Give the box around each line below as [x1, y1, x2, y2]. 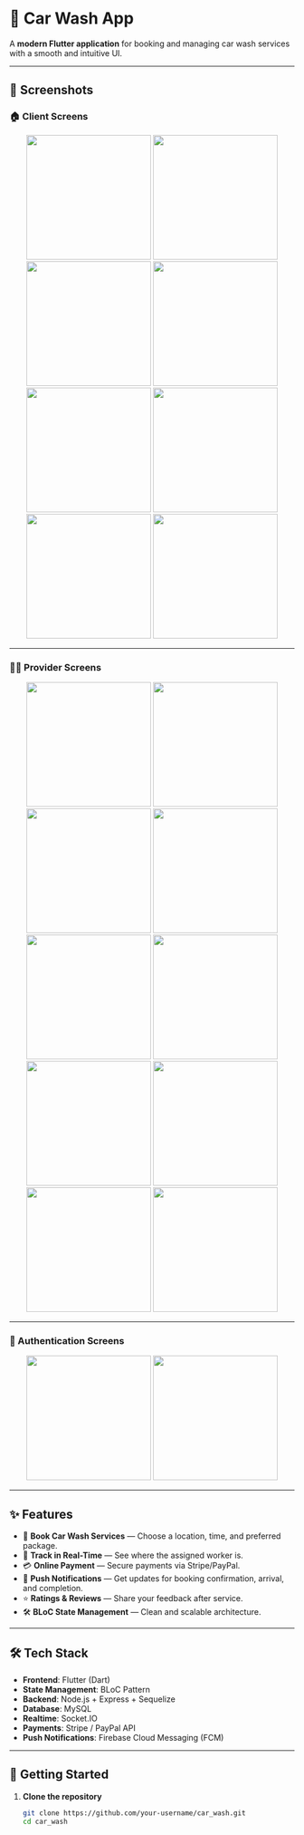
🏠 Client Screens [9, 111, 89, 123]
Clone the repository [22, 1791, 102, 1801]
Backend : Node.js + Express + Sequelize [22, 1694, 176, 1705]
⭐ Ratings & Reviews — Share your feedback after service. [22, 1593, 243, 1604]
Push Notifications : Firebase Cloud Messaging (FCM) [22, 1732, 224, 1743]
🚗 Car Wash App [9, 8, 134, 29]
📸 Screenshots [9, 82, 94, 98]
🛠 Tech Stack [9, 1646, 89, 1661]
